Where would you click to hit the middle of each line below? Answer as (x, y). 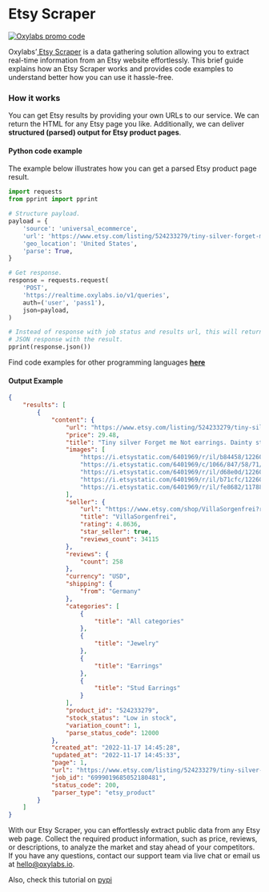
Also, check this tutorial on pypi (60, 880)
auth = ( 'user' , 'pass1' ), (64, 303)
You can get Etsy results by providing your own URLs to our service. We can (134, 115)
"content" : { (72, 420)
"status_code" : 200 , (85, 785)
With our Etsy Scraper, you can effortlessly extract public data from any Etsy (134, 830)
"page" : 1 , (69, 763)
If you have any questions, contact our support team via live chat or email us (134, 856)
